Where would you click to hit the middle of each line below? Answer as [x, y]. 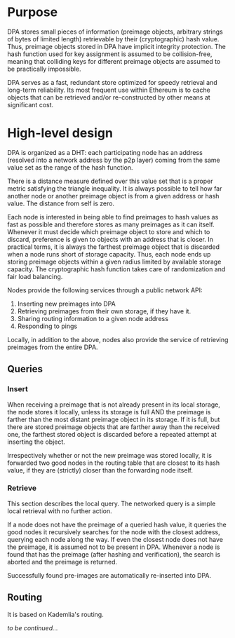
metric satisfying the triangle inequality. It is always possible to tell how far [115, 188]
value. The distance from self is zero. [61, 203]
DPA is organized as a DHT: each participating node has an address [105, 152]
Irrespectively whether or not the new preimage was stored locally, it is [110, 455]
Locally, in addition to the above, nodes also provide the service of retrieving [118, 339]
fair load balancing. [35, 276]
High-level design [60, 133]
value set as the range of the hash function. [70, 167]
